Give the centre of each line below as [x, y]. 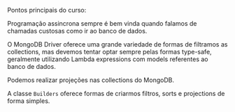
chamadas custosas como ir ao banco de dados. [77, 31]
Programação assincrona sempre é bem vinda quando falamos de [102, 23]
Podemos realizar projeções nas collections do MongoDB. [91, 80]
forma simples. [29, 101]
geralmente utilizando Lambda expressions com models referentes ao [108, 59]
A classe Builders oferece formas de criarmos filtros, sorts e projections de [116, 94]
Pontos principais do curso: [47, 10]
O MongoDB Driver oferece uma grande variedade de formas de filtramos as [117, 44]
